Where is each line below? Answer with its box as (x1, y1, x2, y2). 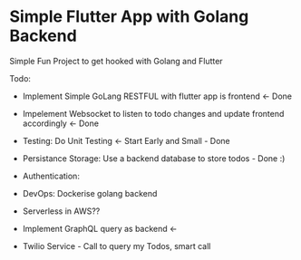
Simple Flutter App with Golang (9, 6, 249, 27)
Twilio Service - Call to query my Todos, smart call (22, 240, 211, 251)
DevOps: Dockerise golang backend (22, 188, 158, 198)
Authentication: (22, 170, 80, 181)
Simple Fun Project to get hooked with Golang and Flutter (9, 55, 224, 66)
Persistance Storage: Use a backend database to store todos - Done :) (22, 152, 286, 164)
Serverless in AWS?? (22, 206, 101, 217)
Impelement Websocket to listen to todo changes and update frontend (22, 108, 285, 119)
